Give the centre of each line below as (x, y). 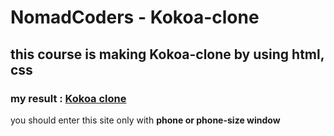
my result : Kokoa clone (68, 98)
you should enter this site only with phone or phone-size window (145, 120)
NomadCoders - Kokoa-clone (135, 17)
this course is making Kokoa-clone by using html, (167, 54)
